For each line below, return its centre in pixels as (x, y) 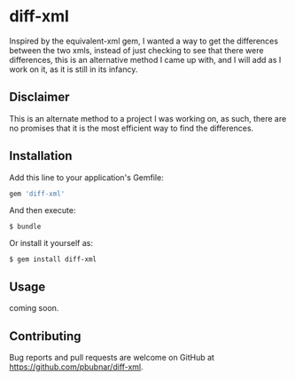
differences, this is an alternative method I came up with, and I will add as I (145, 60)
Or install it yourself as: (51, 243)
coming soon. (34, 308)
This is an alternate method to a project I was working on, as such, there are (148, 118)
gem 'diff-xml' (37, 194)
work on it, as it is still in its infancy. (74, 69)
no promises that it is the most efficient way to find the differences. (132, 128)
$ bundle (25, 227)
